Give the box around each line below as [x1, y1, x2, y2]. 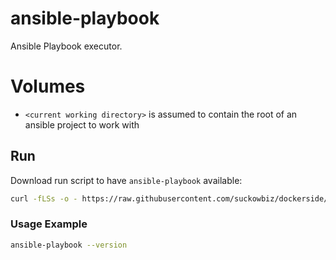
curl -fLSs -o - [10, 193, 78, 204]
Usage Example [10, 217, 88, 231]
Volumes [10, 75, 86, 98]
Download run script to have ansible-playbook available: [10, 174, 243, 186]
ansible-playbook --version [10, 240, 128, 250]
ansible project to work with [24, 118, 140, 131]
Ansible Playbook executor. [10, 40, 123, 52]
